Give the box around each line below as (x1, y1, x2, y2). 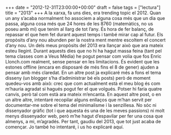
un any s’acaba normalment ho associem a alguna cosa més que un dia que (5, 15, 165, 21)
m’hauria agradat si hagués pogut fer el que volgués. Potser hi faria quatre (5, 86, 162, 92)
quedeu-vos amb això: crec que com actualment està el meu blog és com (5, 80, 160, 86)
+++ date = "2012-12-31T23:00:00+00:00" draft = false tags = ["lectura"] (5, 5, 161, 10)
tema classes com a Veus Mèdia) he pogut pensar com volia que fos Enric (5, 53, 162, 59)
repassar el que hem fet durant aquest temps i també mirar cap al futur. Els (5, 32, 163, 37)
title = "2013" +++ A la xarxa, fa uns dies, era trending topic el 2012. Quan (5, 10, 161, 16)
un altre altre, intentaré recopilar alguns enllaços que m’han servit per (5, 97, 152, 103)
